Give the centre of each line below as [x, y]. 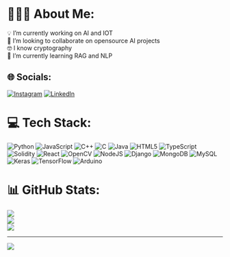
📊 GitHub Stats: [54, 189]
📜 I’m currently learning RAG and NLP [60, 56]
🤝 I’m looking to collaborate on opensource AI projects [84, 40]
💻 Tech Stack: [49, 122]
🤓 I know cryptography [40, 48]
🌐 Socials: [29, 77]
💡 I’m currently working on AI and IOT [60, 33]
